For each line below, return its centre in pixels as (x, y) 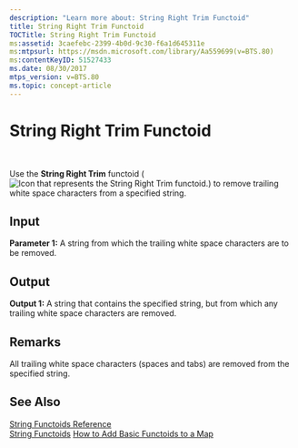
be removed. (33, 253)
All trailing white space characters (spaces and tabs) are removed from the (149, 364)
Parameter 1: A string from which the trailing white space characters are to (149, 243)
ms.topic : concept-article (60, 86)
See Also (35, 402)
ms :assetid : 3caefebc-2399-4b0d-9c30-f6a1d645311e (107, 43)
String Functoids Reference (60, 423)
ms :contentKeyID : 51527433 (60, 60)
